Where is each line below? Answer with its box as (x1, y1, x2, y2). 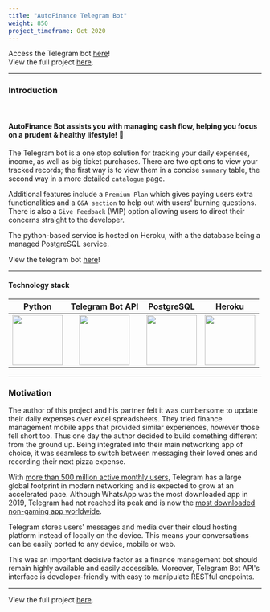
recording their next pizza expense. (8, 457, 126, 466)
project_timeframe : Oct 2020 (8, 27, 106, 35)
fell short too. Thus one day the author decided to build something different (8, 431, 258, 441)
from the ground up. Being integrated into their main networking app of (8, 440, 243, 450)
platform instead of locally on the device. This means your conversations (8, 531, 249, 540)
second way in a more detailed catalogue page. (8, 174, 166, 183)
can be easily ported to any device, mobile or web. (8, 540, 176, 549)
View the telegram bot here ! (8, 254, 100, 264)
